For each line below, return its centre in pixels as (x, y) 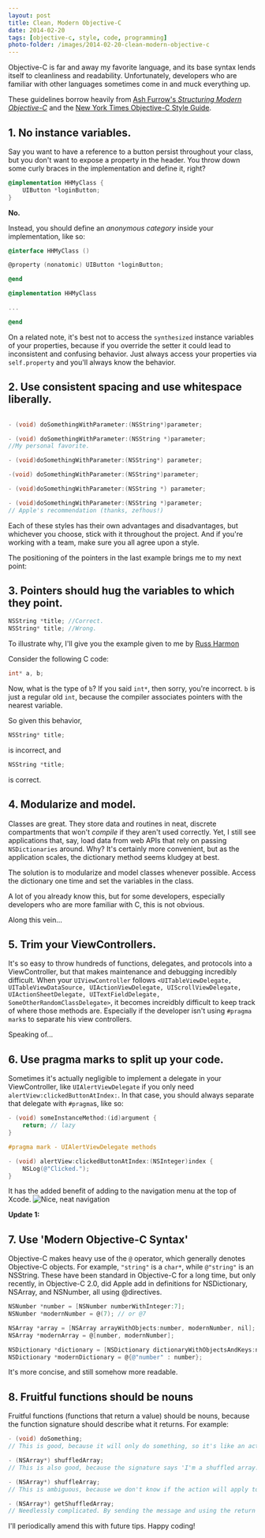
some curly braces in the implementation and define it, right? (107, 168)
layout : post (30, 15)
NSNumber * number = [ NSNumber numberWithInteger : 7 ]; (97, 1307)
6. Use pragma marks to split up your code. (116, 1059)
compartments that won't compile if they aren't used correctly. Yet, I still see (132, 832)
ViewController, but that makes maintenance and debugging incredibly (123, 972)
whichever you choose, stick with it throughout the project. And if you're (125, 534)
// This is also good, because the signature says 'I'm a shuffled (121, 1468)
